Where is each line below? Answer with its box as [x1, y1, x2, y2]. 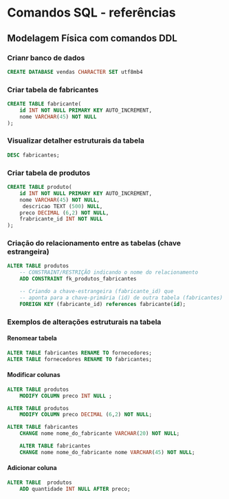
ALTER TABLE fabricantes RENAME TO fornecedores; [7, 349, 153, 356]
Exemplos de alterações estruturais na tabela [7, 317, 162, 327]
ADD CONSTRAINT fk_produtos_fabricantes [19, 276, 137, 283]
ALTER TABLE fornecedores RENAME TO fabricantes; [7, 356, 153, 363]
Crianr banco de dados [7, 53, 85, 63]
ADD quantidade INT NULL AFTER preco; [19, 485, 131, 492]
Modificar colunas [7, 371, 61, 379]
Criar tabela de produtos [7, 167, 91, 177]
